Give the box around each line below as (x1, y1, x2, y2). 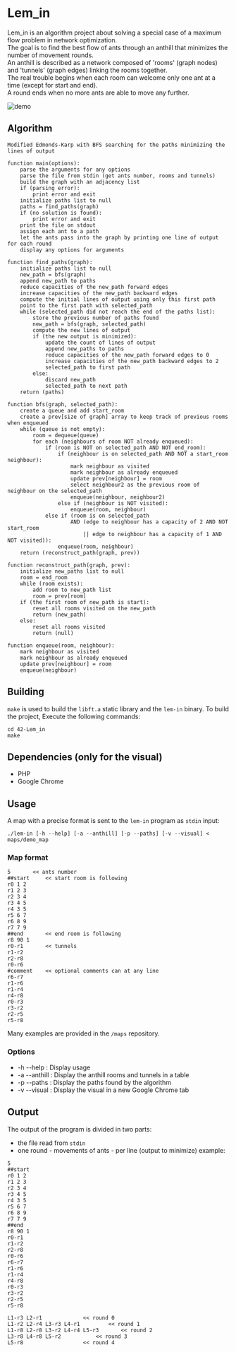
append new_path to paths (20, 277, 97, 284)
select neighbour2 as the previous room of (70, 481, 200, 488)
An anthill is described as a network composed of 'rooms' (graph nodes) (7, 58, 218, 66)
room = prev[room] (32, 592, 87, 600)
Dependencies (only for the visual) (7, 751, 163, 763)
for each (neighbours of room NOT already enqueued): (32, 438, 194, 445)
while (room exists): (20, 580, 83, 587)
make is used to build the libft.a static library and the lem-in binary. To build (7, 704, 229, 713)
